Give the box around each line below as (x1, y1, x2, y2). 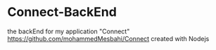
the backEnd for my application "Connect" (7, 27, 130, 35)
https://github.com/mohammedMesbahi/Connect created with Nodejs (7, 34, 210, 42)
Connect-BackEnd (7, 4, 117, 20)
